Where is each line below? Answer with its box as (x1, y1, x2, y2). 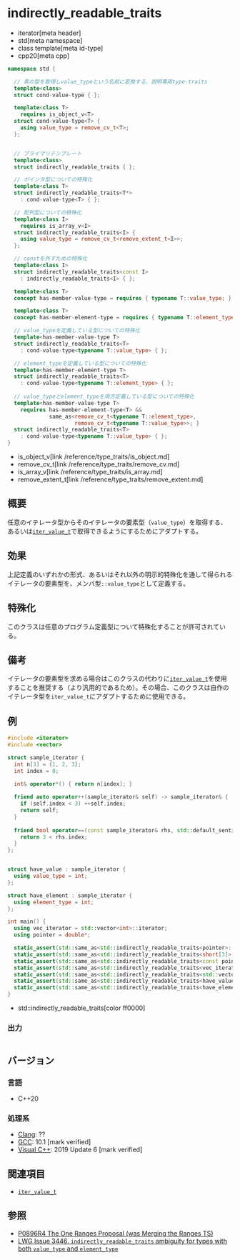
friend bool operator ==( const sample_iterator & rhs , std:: (14, 826, 194, 834)
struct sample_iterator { (7, 754, 84, 761)
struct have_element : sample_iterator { (7, 891, 133, 899)
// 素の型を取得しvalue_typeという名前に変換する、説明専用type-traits (14, 78, 208, 85)
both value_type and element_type (17, 1244, 119, 1253)
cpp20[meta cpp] (17, 51, 70, 60)
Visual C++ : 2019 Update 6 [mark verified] (17, 1145, 143, 1154)
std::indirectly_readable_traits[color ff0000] (17, 1004, 146, 1012)
